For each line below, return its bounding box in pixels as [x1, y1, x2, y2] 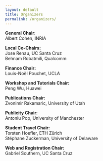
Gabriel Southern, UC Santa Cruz [5, 150, 73, 157]
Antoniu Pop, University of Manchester [5, 115, 84, 121]
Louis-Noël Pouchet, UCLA [5, 71, 60, 77]
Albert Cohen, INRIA [5, 35, 46, 41]
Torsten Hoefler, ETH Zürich [5, 130, 62, 136]
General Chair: [5, 30, 36, 36]
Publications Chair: [5, 95, 46, 101]
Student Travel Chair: [5, 125, 51, 131]
